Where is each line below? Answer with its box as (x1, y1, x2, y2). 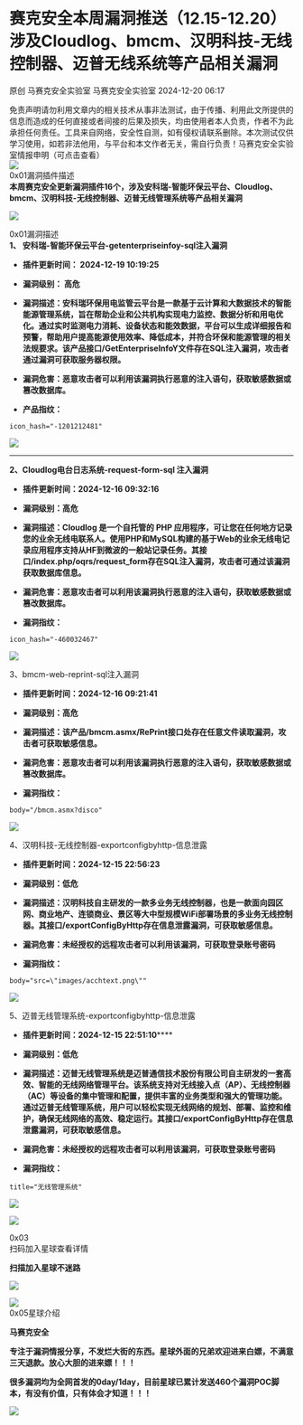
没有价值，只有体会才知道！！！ (32, 1387, 151, 1398)
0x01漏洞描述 (9, 228, 60, 240)
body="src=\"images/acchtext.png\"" (9, 976, 147, 986)
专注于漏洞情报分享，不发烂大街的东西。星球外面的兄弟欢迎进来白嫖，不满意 (9, 1345, 294, 1356)
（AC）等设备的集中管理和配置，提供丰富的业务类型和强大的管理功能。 (22, 1090, 288, 1101)
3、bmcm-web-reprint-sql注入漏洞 (9, 668, 140, 679)
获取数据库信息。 (22, 567, 87, 578)
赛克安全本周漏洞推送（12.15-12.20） (9, 8, 287, 29)
